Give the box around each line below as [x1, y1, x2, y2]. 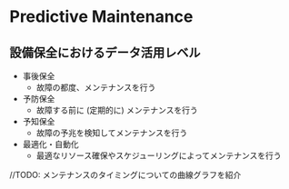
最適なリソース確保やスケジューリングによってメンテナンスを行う [35, 150, 282, 161]
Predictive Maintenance [9, 6, 194, 27]
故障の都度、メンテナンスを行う [35, 82, 156, 93]
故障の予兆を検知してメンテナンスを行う [35, 127, 188, 138]
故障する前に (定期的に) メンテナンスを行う [35, 104, 198, 115]
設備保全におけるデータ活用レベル [9, 45, 201, 60]
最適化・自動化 [22, 139, 79, 149]
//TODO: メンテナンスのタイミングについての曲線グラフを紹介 [9, 170, 242, 180]
